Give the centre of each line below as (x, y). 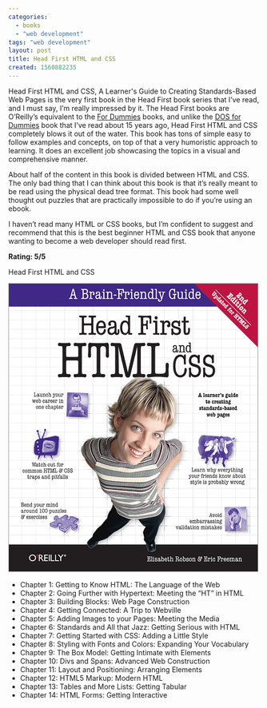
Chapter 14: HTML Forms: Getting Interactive (94, 694)
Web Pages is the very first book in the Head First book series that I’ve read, (134, 99)
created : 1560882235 (43, 68)
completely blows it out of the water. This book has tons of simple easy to (130, 133)
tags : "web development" (50, 42)
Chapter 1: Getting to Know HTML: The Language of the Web (120, 584)
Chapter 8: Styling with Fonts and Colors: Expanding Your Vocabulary (134, 644)
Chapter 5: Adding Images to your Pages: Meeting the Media (120, 619)
